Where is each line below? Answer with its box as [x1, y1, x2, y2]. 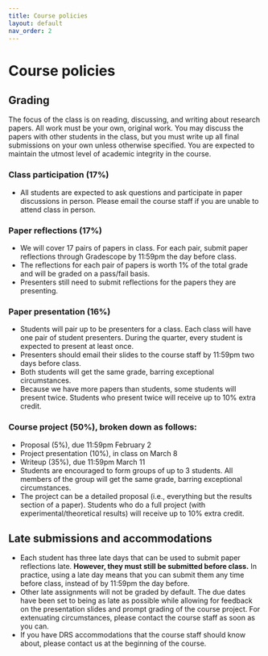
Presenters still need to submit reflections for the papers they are [19, 277, 237, 287]
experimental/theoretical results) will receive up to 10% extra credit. [19, 509, 245, 518]
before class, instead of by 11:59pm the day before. [19, 579, 190, 588]
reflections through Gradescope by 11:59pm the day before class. [19, 251, 237, 261]
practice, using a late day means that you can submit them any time [19, 570, 245, 580]
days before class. [19, 359, 82, 368]
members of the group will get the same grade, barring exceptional [19, 474, 243, 484]
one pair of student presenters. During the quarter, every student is [19, 333, 243, 343]
